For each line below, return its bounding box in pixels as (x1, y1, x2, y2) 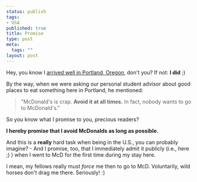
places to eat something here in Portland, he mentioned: (6, 86, 144, 93)
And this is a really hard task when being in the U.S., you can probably (6, 138, 179, 145)
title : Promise (6, 31, 44, 37)
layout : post (6, 53, 39, 58)
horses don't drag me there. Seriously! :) (6, 169, 105, 176)
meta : (6, 42, 20, 48)
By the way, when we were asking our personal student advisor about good (6, 80, 191, 87)
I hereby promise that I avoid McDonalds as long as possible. (6, 127, 159, 134)
